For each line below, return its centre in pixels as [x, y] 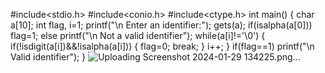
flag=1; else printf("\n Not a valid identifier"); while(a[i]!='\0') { [138, 35]
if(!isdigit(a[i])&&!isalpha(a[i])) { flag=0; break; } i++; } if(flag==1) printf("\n [162, 46]
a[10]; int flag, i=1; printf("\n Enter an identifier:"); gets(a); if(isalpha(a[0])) [161, 25]
